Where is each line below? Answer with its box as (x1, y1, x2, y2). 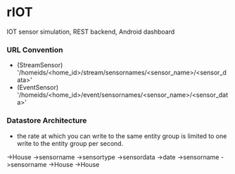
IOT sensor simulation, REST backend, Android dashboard (6, 27, 175, 36)
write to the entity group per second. (16, 139, 124, 147)
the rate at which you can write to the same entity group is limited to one (16, 131, 227, 140)
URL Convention (6, 45, 63, 55)
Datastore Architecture (6, 116, 87, 126)
